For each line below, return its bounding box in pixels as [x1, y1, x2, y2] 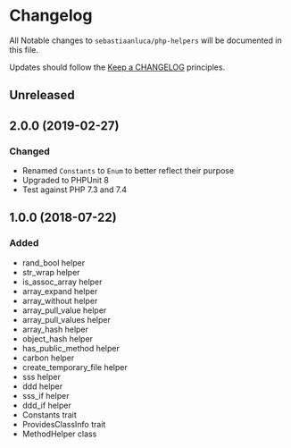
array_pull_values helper [21, 314, 112, 325]
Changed [9, 145, 51, 157]
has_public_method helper [21, 342, 121, 353]
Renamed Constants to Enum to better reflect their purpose [21, 165, 235, 176]
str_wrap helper [21, 266, 80, 277]
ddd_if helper [21, 400, 71, 410]
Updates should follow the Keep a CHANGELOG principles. [9, 62, 226, 72]
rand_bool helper [21, 257, 86, 268]
